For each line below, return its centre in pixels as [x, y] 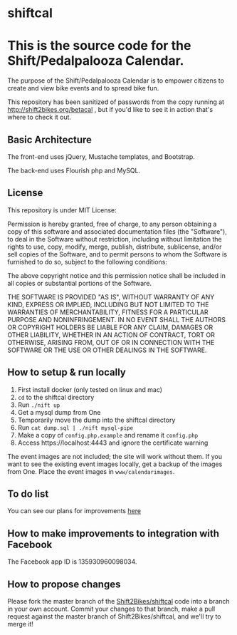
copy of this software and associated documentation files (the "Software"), [117, 231]
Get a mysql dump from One [59, 412]
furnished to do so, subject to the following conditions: [87, 262]
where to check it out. [39, 117]
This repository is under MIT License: [62, 210]
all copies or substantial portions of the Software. [79, 283]
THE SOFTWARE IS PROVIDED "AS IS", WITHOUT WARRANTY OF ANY [111, 296]
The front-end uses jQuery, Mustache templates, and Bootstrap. [101, 156]
